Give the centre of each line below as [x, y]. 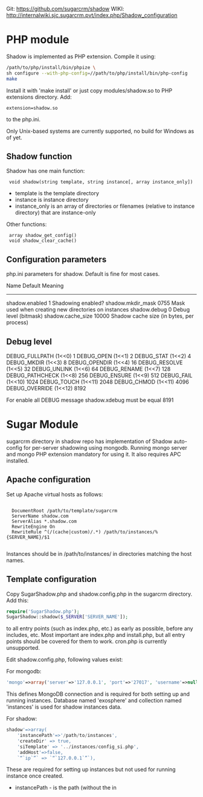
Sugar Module [42, 425]
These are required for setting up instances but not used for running [91, 770]
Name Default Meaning [35, 286]
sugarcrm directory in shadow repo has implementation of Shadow [89, 441]
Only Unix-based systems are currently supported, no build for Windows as [100, 131]
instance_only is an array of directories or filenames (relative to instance [105, 206]
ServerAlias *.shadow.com [44, 521]
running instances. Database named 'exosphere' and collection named [94, 701]
